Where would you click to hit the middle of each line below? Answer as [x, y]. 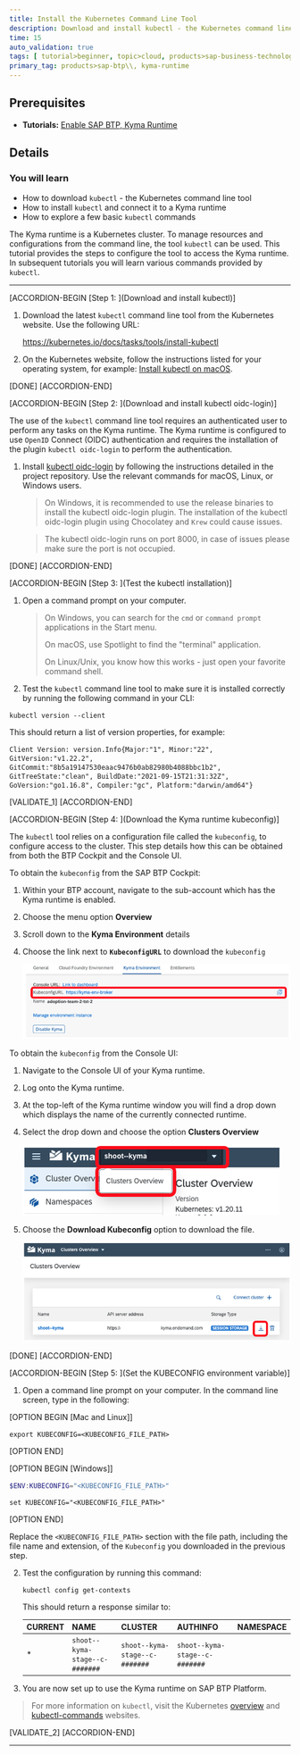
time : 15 [25, 38]
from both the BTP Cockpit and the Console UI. [96, 855]
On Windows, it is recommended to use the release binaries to [159, 502]
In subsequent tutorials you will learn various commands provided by [136, 263]
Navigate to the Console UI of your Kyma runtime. [113, 1070]
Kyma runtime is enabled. [69, 899]
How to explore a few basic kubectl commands [109, 217]
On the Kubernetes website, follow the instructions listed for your [142, 359]
